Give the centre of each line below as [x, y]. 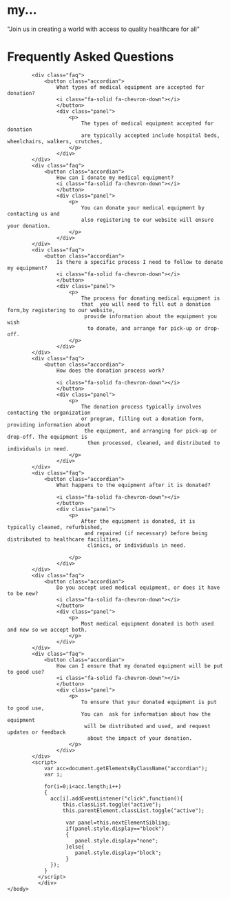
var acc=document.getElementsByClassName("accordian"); [126, 768]
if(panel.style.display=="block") [115, 829]
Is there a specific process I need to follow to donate [140, 262]
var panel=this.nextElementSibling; [118, 823]
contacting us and [33, 214]
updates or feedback [37, 732]
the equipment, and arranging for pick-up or [150, 431]
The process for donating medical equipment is [150, 298]
